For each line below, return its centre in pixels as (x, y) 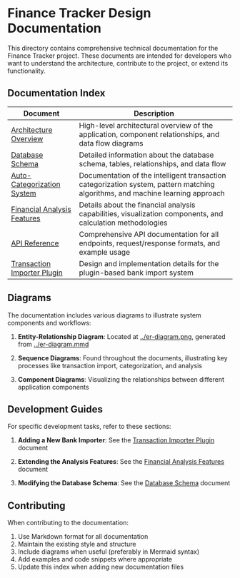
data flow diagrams (111, 143)
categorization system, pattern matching (147, 184)
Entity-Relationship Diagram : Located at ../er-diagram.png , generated (122, 336)
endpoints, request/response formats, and (149, 243)
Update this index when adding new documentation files (101, 567)
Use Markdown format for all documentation (83, 537)
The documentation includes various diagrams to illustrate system (104, 315)
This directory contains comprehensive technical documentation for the (113, 48)
